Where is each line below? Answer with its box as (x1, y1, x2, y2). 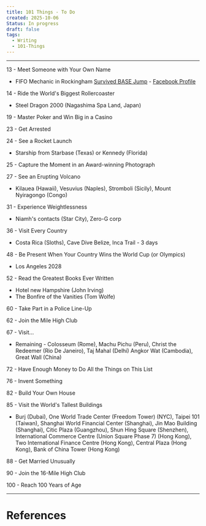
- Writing (12, 37, 37, 44)
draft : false (6, 26, 40, 33)
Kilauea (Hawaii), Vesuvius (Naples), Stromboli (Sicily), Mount (15, 185, 172, 192)
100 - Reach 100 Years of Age (6, 481, 82, 489)
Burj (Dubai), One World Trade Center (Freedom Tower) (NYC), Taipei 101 (15, 412, 200, 420)
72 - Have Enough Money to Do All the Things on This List (6, 365, 153, 373)
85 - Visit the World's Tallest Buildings (6, 401, 103, 408)
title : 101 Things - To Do (6, 9, 75, 15)
